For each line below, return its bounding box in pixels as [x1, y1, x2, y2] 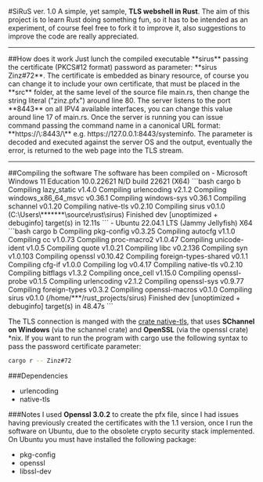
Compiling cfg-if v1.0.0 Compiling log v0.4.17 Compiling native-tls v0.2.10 [8, 260, 243, 269]
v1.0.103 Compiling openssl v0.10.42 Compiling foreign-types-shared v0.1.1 [8, 252, 248, 261]
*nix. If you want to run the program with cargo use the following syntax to [8, 333, 248, 342]
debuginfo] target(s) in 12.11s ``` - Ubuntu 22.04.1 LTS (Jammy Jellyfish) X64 [8, 219, 253, 227]
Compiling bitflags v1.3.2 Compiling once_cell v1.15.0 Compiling [8, 268, 211, 277]
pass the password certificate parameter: [8, 342, 142, 351]
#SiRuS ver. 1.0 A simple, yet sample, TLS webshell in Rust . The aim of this [8, 7, 250, 16]
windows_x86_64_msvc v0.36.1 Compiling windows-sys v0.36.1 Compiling [8, 194, 247, 202]
